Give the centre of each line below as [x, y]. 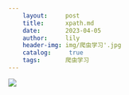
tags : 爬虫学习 [56, 61]
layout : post [51, 16]
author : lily [51, 38]
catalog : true [53, 53]
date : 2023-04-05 [62, 30]
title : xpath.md [58, 23]
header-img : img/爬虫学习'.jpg [72, 46]
